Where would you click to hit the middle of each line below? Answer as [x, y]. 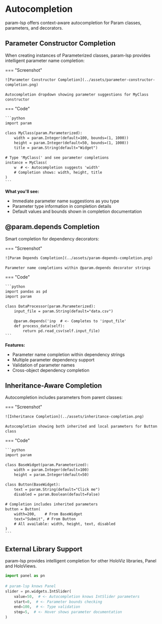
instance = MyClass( [26, 163]
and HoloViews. [21, 566]
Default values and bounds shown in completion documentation [77, 211]
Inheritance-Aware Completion [54, 385]
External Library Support [44, 549]
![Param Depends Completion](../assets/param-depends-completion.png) [79, 258]
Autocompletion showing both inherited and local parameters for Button [81, 427]
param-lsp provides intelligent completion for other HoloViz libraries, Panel [81, 561]
